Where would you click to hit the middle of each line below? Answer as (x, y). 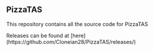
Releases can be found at (38, 36)
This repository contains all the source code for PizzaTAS (77, 24)
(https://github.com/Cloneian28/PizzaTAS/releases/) (71, 42)
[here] (78, 36)
